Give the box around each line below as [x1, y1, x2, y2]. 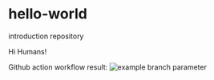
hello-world [8, 5, 88, 23]
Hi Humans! [8, 46, 47, 56]
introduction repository [8, 31, 84, 41]
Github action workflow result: [8, 62, 108, 72]
